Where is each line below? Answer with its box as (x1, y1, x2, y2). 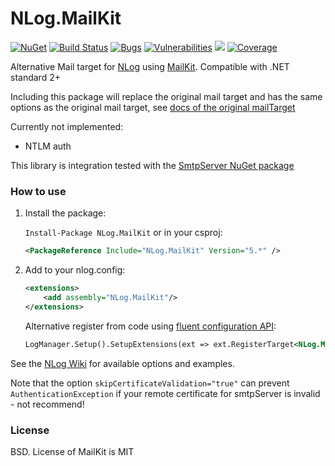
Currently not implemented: (10, 120, 124, 132)
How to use (10, 184, 67, 198)
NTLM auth (24, 140, 72, 152)
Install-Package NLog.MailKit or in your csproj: (24, 227, 223, 239)
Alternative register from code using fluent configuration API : (24, 320, 277, 332)
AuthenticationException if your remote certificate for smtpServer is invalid (10, 387, 321, 399)
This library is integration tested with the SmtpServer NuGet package (10, 159, 295, 171)
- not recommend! (10, 398, 85, 410)
